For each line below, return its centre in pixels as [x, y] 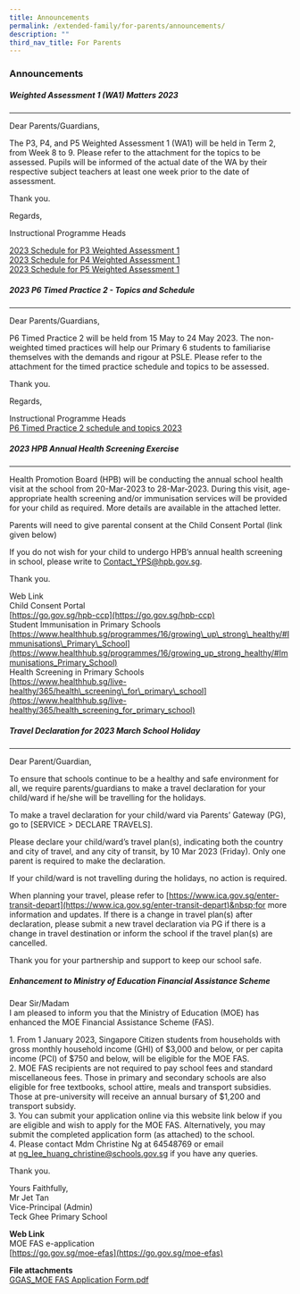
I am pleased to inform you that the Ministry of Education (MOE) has [134, 1013]
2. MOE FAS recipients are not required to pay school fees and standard [141, 1068]
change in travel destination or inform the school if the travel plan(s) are [141, 934]
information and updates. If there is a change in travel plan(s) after [131, 915]
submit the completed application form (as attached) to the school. [132, 1135]
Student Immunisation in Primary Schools [85, 625]
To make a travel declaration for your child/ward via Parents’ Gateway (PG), [148, 815]
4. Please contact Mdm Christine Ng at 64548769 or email [117, 1144]
